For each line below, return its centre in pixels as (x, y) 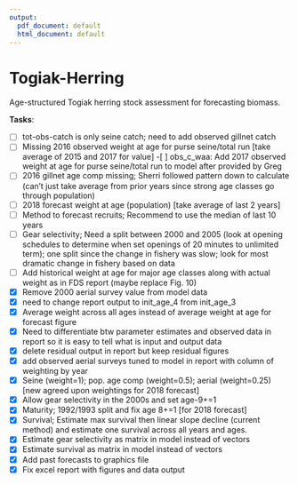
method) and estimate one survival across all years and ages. (134, 430)
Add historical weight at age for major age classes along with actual (146, 273)
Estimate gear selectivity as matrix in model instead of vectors (136, 440)
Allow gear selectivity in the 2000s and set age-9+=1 (119, 400)
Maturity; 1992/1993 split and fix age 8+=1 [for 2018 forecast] (134, 410)
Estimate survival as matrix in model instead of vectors (122, 449)
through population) (58, 195)
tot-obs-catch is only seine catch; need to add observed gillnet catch (149, 137)
